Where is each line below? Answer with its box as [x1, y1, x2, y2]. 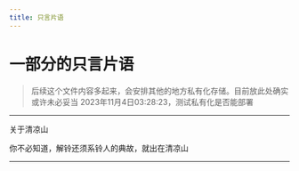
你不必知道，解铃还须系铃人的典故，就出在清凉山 [9, 142, 189, 153]
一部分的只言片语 [9, 54, 135, 74]
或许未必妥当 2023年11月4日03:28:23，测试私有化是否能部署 [30, 96, 254, 107]
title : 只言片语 [9, 12, 64, 22]
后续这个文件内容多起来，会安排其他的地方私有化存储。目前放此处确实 [30, 85, 289, 96]
